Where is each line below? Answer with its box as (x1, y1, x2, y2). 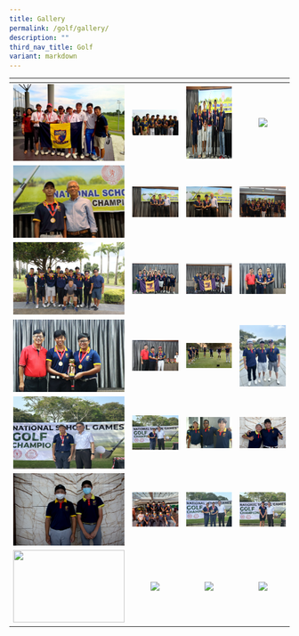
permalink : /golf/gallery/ (9, 23, 109, 33)
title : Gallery (9, 14, 66, 23)
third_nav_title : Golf (9, 43, 93, 52)
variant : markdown (9, 52, 77, 61)
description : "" (9, 33, 69, 42)
